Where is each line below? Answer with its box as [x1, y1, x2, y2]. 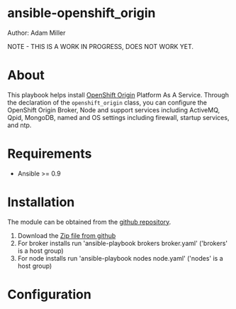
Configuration [7, 286, 92, 303]
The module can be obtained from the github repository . [7, 217, 172, 226]
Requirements [7, 146, 92, 162]
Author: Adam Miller [7, 28, 66, 37]
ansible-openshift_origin [7, 5, 156, 21]
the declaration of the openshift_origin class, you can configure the [7, 98, 208, 107]
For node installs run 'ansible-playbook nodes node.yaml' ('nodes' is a [17, 254, 223, 262]
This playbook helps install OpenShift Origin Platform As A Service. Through [7, 90, 229, 99]
